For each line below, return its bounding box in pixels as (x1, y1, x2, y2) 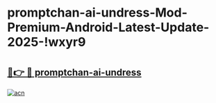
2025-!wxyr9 (7, 35, 86, 50)
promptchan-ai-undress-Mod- (7, 5, 188, 21)
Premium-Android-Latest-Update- (7, 19, 210, 35)
